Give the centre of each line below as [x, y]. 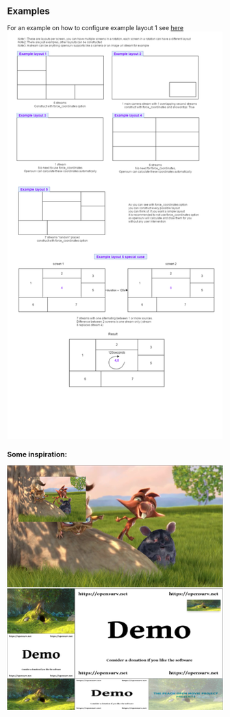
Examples [28, 11]
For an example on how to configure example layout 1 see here [95, 27]
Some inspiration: [37, 454]
